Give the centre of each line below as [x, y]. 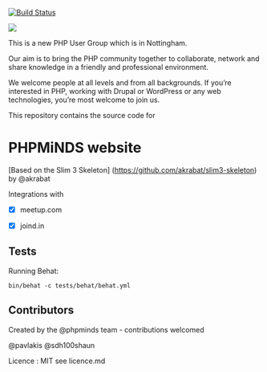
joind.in [32, 226]
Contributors [41, 311]
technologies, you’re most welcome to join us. [84, 100]
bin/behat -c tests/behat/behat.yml [69, 285]
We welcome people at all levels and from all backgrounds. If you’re [120, 83]
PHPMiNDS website [75, 148]
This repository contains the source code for [82, 115]
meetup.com [41, 210]
